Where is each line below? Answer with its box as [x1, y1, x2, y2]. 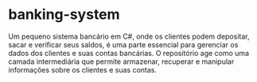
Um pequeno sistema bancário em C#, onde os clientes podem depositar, [8, 32, 250, 41]
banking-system [8, 6, 121, 24]
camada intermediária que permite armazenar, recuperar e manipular [8, 57, 235, 66]
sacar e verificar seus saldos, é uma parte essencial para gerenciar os [8, 39, 239, 49]
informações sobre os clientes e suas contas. [8, 65, 158, 74]
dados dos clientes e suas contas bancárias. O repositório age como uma [8, 48, 249, 58]
